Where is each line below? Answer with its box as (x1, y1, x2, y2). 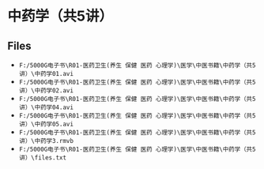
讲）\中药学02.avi (18, 87, 74, 95)
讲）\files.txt (18, 154, 67, 162)
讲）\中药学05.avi (18, 120, 74, 128)
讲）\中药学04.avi (18, 103, 74, 111)
